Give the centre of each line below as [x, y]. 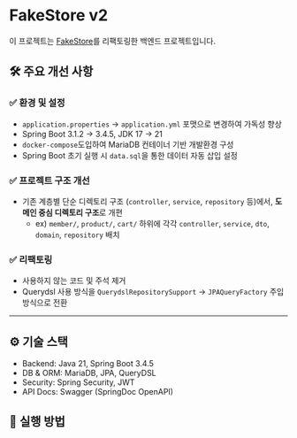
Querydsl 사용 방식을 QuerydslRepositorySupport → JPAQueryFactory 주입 [153, 292]
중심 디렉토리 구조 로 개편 [81, 212]
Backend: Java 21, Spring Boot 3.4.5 [88, 364]
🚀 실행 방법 [38, 422]
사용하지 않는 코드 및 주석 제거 [74, 280]
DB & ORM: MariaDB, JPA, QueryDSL [89, 373]
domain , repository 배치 [77, 234]
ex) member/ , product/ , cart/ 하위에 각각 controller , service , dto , [152, 223]
